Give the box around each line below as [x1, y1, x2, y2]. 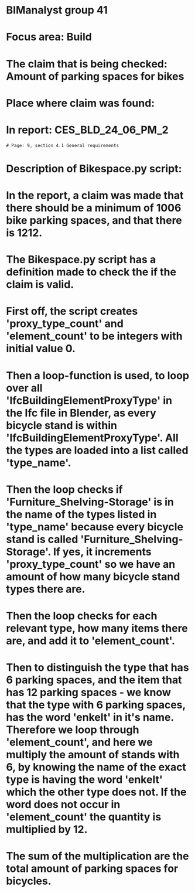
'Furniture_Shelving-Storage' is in [6, 495, 174, 509]
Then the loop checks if [6, 483, 123, 496]
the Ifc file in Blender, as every [6, 406, 156, 420]
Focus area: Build [6, 30, 92, 44]
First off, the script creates [6, 305, 138, 318]
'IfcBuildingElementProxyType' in [6, 394, 173, 407]
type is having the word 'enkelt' [6, 773, 163, 786]
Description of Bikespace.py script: [6, 162, 182, 175]
